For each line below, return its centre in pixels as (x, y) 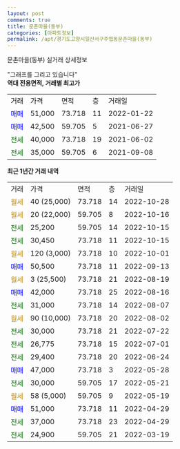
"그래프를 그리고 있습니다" (42, 75)
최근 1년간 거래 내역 (33, 171)
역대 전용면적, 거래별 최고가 (44, 83)
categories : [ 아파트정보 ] (41, 33)
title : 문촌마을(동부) (36, 26)
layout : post (26, 13)
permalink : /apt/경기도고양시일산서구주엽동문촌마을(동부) (80, 39)
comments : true (29, 20)
